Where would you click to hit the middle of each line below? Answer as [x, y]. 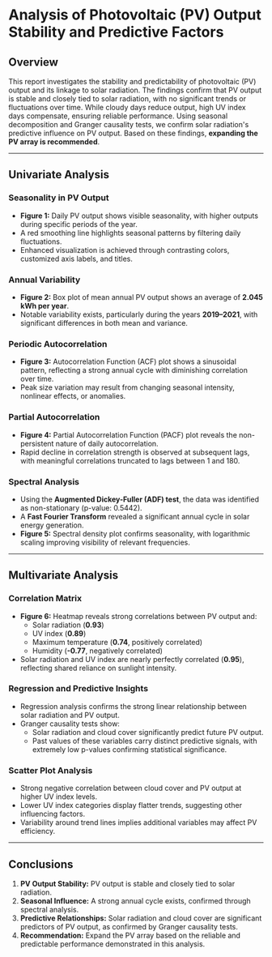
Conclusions [41, 864]
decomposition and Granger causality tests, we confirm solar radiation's [129, 124]
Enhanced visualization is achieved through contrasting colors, [125, 250]
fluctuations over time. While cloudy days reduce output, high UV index [127, 107]
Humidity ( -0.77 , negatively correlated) [98, 651]
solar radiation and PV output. [70, 715]
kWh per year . [45, 305]
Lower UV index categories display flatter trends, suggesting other [131, 805]
